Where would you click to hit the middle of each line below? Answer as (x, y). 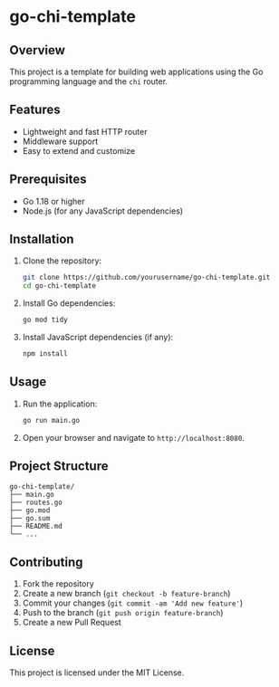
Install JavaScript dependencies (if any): (98, 338)
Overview (38, 50)
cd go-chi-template (59, 286)
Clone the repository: (62, 261)
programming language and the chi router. (89, 81)
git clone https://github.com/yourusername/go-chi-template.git (146, 278)
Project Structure (59, 467)
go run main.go (51, 420)
